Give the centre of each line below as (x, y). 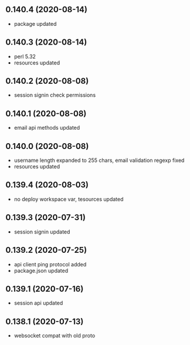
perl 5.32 (25, 56)
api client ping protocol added (50, 264)
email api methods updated (47, 128)
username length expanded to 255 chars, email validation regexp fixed (99, 160)
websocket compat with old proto (55, 336)
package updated (35, 23)
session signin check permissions (55, 95)
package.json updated (41, 270)
